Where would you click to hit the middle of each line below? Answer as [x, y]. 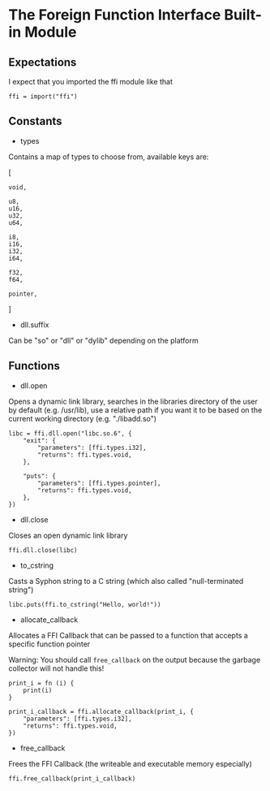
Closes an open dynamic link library [68, 535]
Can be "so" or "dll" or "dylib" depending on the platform [103, 340]
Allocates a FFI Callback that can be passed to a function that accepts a [129, 635]
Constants [35, 121]
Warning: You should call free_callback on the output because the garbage [135, 659]
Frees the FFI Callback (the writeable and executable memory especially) [131, 763]
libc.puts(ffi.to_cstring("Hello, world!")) [85, 604]
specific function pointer [49, 644]
